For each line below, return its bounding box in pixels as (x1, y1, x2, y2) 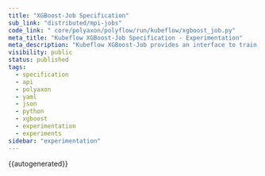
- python (15, 108, 44, 116)
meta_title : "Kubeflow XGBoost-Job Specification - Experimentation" (8, 33, 244, 42)
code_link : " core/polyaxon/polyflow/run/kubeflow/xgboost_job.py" (8, 26, 236, 34)
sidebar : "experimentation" (8, 136, 102, 145)
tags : (8, 63, 26, 71)
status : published (8, 56, 69, 64)
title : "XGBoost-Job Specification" (8, 11, 129, 20)
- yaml (15, 93, 37, 101)
